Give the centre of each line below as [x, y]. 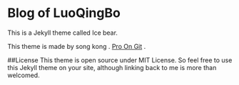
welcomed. [24, 75]
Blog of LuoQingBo [64, 13]
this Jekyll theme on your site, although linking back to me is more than [112, 67]
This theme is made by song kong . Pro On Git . [77, 46]
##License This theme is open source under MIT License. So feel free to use [120, 60]
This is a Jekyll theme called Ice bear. [62, 33]
